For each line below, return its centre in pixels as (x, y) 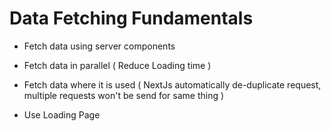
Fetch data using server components (99, 46)
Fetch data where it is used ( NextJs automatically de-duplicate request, (172, 84)
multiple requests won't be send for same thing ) (124, 95)
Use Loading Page (62, 114)
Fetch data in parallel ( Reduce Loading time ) (117, 65)
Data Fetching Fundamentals (131, 18)
